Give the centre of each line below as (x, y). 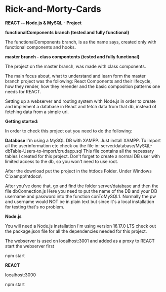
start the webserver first (30, 246)
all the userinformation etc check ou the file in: (52, 146)
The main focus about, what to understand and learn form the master (75, 76)
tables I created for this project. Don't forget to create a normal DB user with (83, 156)
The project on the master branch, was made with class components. (76, 66)
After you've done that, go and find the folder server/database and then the (82, 186)
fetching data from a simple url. (37, 112)
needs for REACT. (23, 91)
